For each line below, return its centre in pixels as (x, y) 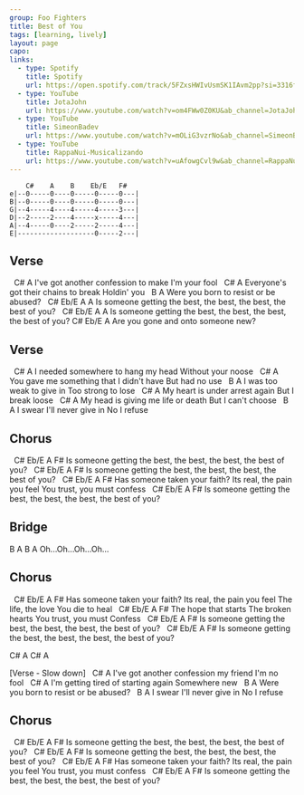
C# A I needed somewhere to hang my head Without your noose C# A (146, 371)
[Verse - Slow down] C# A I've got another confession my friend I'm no (144, 673)
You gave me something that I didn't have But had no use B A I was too (143, 381)
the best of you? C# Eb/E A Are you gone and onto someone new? (133, 321)
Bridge (28, 527)
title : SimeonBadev (62, 128)
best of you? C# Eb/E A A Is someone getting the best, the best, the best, (148, 311)
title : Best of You (46, 26)
